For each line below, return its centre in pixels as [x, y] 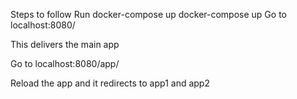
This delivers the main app [65, 44]
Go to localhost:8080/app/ [65, 63]
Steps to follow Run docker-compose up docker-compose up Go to [148, 14]
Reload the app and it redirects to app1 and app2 [110, 83]
